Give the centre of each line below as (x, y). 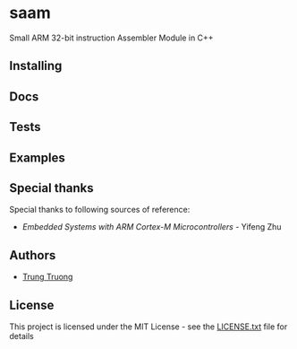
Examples (37, 157)
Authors (33, 255)
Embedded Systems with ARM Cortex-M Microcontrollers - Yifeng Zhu (152, 227)
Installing (36, 66)
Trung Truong (47, 277)
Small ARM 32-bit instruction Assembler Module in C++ (111, 38)
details (21, 336)
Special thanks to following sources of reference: (100, 210)
